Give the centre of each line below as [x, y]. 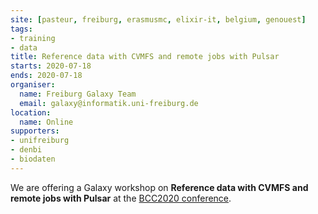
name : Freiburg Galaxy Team [78, 94]
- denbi [26, 150]
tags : [21, 29]
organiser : [33, 85]
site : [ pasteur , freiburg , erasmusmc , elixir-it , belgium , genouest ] [158, 19]
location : [31, 112]
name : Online [46, 122]
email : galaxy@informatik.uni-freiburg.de [109, 103]
